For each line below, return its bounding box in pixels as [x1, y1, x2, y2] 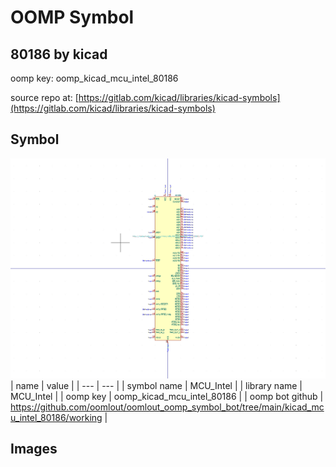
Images [10, 441, 58, 458]
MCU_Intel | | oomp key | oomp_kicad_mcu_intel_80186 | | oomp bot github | [10, 390, 324, 402]
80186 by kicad [10, 46, 108, 63]
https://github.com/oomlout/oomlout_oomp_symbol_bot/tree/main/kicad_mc [10, 401, 325, 413]
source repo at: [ [10, 92, 79, 103]
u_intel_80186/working [10, 411, 103, 423]
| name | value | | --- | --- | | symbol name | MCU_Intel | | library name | [10, 379, 303, 391]
